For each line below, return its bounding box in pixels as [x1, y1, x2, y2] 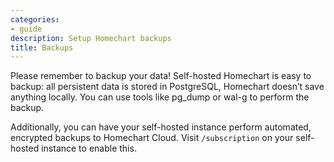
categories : [10, 14, 60, 25]
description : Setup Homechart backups [10, 33, 172, 43]
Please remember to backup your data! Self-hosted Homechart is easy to [10, 70, 312, 82]
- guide [10, 24, 43, 34]
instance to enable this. [41, 142, 137, 155]
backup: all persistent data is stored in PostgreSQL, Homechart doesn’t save [10, 81, 325, 93]
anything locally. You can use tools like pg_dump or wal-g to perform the [10, 91, 310, 103]
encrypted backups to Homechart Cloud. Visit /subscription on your [10, 132, 294, 144]
